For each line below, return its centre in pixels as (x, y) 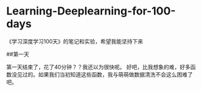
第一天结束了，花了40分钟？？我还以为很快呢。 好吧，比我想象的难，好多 (98, 67)
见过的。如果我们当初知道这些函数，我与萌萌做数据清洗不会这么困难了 (105, 74)
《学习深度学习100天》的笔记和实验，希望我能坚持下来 (75, 41)
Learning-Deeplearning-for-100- (91, 11)
